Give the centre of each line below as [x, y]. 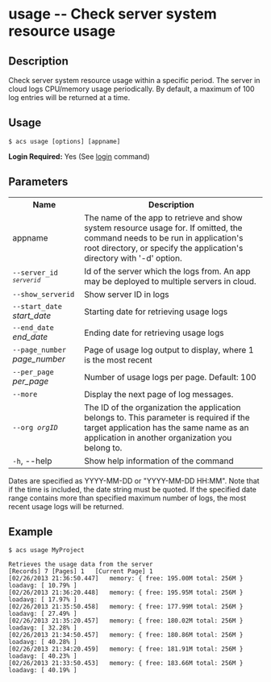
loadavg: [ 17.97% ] [43, 600]
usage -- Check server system [113, 14]
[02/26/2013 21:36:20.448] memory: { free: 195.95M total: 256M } [126, 593]
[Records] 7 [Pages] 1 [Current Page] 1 [81, 571]
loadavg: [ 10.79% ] [43, 586]
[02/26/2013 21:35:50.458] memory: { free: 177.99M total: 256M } [126, 607]
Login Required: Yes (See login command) [79, 156]
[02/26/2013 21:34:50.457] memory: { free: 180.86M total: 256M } [126, 635]
